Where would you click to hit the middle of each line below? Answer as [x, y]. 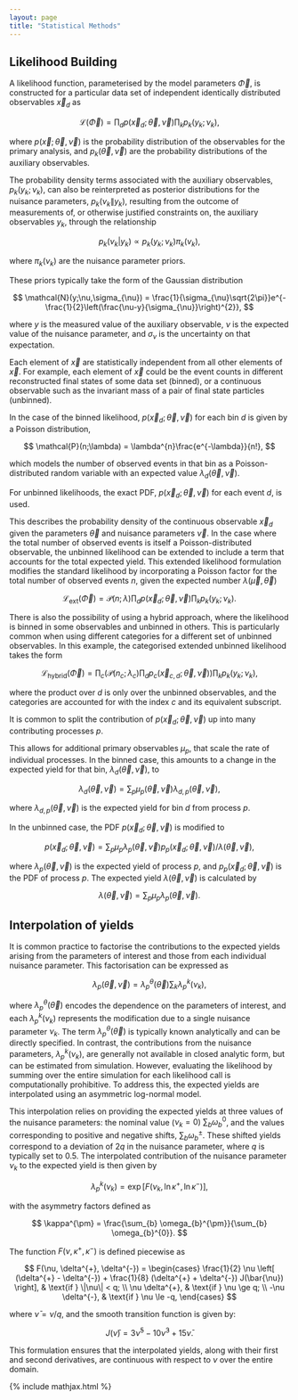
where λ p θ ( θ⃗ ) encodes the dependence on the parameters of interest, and [148, 1005]
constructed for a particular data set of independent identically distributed [145, 93]
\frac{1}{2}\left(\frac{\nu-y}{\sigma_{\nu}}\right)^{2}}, [143, 307]
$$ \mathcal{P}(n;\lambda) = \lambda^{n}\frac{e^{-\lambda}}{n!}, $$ [149, 446]
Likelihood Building [63, 62]
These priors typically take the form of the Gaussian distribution [126, 280]
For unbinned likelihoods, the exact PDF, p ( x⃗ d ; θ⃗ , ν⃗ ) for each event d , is [146, 494]
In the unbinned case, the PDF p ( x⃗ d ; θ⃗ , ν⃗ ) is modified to [117, 828]
